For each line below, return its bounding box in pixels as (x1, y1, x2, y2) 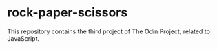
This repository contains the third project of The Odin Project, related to (7, 27, 210, 35)
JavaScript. (7, 34, 40, 42)
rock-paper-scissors (7, 5, 128, 20)
